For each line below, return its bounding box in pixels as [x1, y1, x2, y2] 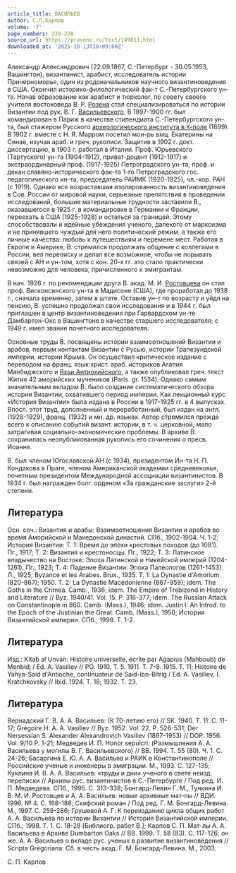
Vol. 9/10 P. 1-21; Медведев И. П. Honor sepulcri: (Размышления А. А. [7, 739, 213, 747]
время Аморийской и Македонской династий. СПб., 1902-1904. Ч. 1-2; [7, 533, 219, 541]
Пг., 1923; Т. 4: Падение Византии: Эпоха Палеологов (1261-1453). [25, 563, 224, 571]
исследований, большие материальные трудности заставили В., [7, 198, 201, 206]
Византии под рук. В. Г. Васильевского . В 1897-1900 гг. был [7, 107, 186, 116]
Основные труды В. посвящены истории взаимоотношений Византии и [7, 338, 221, 346]
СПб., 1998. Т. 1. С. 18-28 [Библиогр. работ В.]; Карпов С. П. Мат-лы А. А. [7, 821, 227, 830]
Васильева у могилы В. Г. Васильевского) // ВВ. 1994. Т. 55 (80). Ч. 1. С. [7, 747, 223, 755]
